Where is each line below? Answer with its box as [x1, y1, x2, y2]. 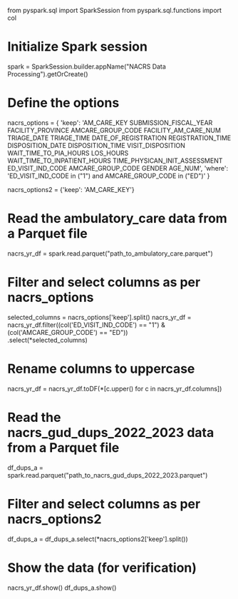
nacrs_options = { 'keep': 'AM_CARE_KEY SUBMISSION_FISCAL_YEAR [7, 118, 213, 127]
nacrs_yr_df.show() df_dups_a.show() [7, 583, 117, 592]
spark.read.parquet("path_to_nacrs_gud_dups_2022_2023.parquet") [7, 470, 208, 479]
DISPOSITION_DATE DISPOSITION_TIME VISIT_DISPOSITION [7, 141, 185, 149]
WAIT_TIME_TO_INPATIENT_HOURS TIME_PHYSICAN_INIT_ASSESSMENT [7, 156, 223, 165]
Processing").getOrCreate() [7, 69, 88, 78]
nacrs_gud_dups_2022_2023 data [7, 424, 214, 441]
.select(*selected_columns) [7, 336, 88, 344]
